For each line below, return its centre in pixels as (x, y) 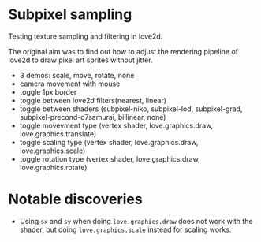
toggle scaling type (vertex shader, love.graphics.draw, (109, 142)
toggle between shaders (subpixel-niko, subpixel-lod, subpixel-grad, (131, 109)
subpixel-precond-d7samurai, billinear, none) (93, 117)
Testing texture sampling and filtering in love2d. (86, 36)
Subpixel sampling (70, 15)
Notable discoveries (76, 199)
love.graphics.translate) (58, 134)
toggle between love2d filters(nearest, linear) (93, 100)
